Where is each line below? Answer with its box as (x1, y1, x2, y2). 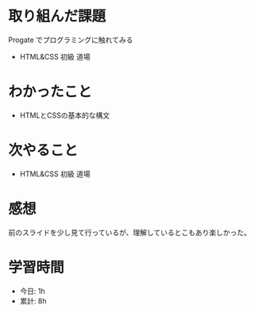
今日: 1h (19, 286, 45, 296)
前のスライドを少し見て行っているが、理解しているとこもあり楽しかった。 (8, 227, 252, 237)
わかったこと (8, 83, 93, 101)
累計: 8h (19, 296, 47, 306)
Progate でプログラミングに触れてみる (8, 35, 133, 44)
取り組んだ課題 (8, 7, 106, 25)
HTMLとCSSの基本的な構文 (19, 110, 110, 120)
